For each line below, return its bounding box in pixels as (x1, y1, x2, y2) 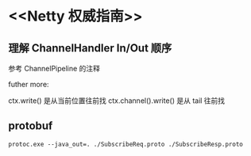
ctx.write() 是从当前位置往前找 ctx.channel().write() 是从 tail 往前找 (8, 96, 226, 105)
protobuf (8, 120, 53, 133)
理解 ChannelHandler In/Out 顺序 (8, 41, 172, 55)
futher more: (8, 80, 49, 89)
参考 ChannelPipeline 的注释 (8, 64, 101, 73)
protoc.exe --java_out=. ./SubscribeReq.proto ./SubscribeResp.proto (8, 140, 244, 148)
